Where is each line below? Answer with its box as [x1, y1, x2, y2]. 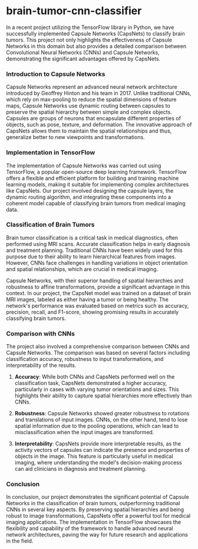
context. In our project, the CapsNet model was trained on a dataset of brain [6, 289, 192, 296]
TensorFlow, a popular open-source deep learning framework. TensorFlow [6, 168, 187, 175]
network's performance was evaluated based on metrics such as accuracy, [6, 302, 189, 309]
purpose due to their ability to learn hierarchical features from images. [6, 253, 177, 260]
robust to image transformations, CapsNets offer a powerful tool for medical [6, 512, 190, 519]
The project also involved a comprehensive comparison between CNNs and [6, 343, 190, 350]
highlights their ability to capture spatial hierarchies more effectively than [14, 392, 192, 399]
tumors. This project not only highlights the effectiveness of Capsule [6, 36, 173, 43]
